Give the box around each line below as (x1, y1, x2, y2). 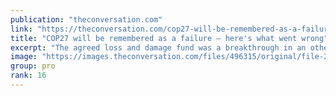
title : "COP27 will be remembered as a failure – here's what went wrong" (10, 33, 329, 43)
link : (10, 24, 33, 34)
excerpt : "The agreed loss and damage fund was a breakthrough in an (10, 42, 307, 53)
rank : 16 (10, 71, 47, 81)
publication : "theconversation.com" (10, 14, 163, 25)
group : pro (10, 61, 56, 71)
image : (10, 52, 38, 62)
